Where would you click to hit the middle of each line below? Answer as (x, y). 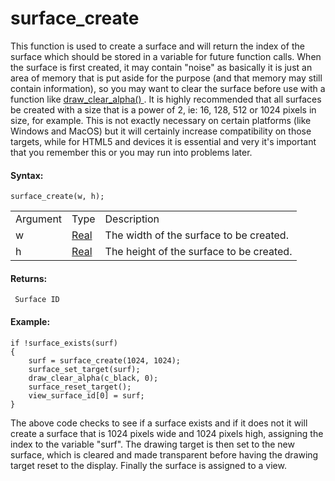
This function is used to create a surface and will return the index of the (157, 46)
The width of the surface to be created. (196, 235)
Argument (39, 219)
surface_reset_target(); (80, 387)
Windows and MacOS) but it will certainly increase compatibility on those (161, 131)
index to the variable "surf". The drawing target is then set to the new (152, 444)
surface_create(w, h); (57, 197)
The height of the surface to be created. (198, 252)
